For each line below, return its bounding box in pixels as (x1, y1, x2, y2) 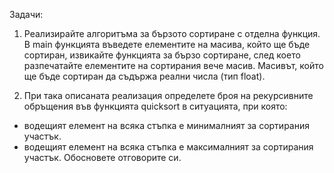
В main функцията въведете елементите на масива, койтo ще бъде (23, 39, 311, 50)
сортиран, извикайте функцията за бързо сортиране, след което (23, 49, 301, 61)
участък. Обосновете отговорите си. (23, 152, 182, 163)
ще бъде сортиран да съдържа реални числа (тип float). (23, 70, 266, 82)
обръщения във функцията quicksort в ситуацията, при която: (23, 100, 288, 112)
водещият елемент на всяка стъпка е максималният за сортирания (23, 141, 314, 153)
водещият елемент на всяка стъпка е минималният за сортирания (23, 120, 310, 131)
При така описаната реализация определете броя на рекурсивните (23, 90, 314, 101)
